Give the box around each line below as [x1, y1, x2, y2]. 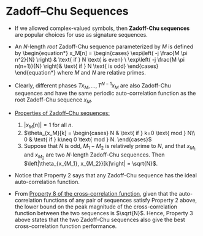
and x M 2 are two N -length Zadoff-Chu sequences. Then [23, 151, 165, 161]
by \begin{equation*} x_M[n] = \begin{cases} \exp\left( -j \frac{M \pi [14, 49, 188, 56]
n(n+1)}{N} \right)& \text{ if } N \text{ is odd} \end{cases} [14, 62, 159, 70]
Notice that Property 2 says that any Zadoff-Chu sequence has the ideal [14, 172, 197, 179]
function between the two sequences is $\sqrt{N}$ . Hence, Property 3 [14, 210, 194, 217]
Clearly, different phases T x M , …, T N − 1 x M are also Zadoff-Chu [14, 81, 171, 90]
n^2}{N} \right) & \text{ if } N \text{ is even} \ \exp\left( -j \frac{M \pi [14, 56, 185, 63]
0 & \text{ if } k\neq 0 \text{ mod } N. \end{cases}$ [23, 136, 152, 143]
